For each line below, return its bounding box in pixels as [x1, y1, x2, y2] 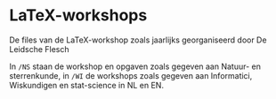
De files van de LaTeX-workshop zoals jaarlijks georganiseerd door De [9, 34, 267, 45]
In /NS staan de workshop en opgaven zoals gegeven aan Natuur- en [9, 61, 261, 72]
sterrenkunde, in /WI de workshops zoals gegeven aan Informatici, [9, 70, 253, 80]
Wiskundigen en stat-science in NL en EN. [9, 80, 165, 90]
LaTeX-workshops [9, 5, 148, 26]
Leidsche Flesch [9, 43, 69, 54]
